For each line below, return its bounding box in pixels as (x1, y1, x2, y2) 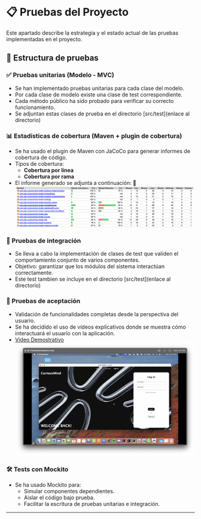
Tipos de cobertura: (14, 160, 64, 167)
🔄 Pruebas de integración (6, 236, 81, 245)
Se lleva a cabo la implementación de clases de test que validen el (14, 250, 178, 257)
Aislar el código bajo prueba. (23, 494, 95, 501)
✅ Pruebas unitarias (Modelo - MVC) (6, 71, 115, 79)
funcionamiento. (14, 104, 56, 111)
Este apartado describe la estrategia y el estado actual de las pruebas (6, 29, 178, 37)
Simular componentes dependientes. (23, 487, 115, 494)
